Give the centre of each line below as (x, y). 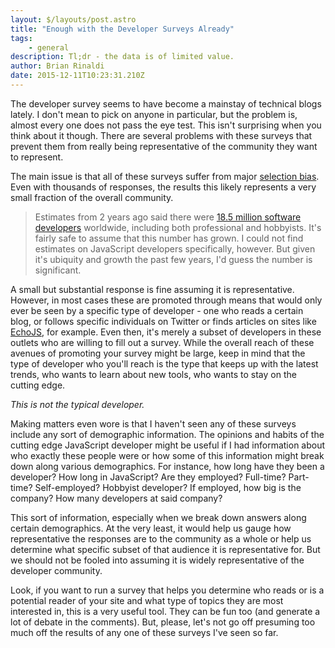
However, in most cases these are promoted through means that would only (166, 300)
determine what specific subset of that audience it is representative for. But (165, 549)
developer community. (56, 570)
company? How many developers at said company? (116, 498)
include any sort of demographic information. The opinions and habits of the (167, 434)
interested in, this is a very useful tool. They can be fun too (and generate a (165, 611)
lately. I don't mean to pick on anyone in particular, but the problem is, (154, 114)
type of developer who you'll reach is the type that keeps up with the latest (164, 363)
